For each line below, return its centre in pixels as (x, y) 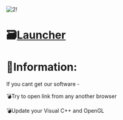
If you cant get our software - (43, 84)
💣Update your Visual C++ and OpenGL (55, 111)
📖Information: (42, 67)
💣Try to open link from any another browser (62, 96)
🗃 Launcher (36, 35)
